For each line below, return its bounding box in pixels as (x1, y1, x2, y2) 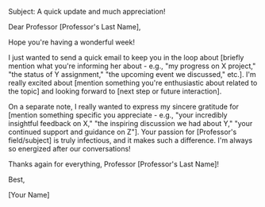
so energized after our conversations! (8, 144, 131, 153)
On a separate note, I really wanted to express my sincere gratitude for (8, 102, 240, 111)
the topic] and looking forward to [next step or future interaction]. (8, 86, 222, 96)
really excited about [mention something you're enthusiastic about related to (8, 79, 258, 87)
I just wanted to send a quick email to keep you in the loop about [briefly (8, 53, 244, 62)
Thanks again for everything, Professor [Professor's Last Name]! (8, 159, 220, 169)
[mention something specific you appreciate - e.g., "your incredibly (8, 110, 228, 120)
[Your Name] (8, 190, 50, 199)
